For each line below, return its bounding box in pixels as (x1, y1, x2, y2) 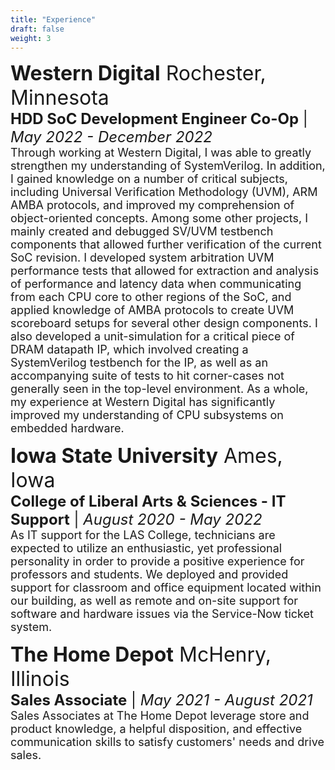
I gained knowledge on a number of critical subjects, (10, 172, 288, 186)
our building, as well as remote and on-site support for (10, 594, 299, 608)
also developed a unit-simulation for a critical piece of (10, 329, 296, 344)
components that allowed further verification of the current (10, 237, 322, 252)
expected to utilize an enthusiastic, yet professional (10, 541, 283, 556)
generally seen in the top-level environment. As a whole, (10, 382, 309, 396)
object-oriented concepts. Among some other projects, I (10, 211, 308, 226)
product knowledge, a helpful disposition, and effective (10, 722, 303, 736)
